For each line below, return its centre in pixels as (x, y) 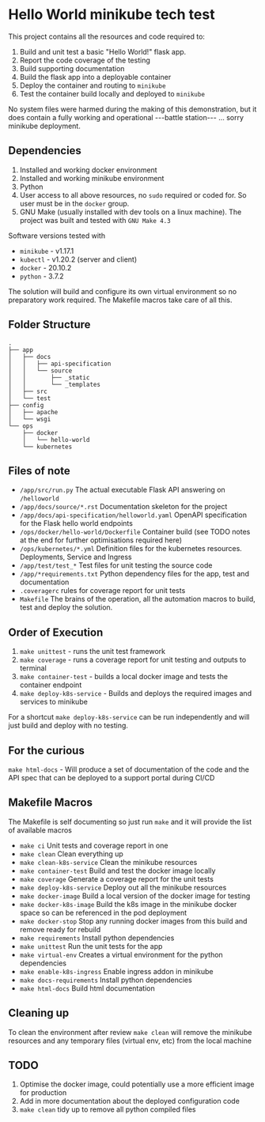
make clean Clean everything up (72, 854)
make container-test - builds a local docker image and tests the (123, 677)
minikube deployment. (44, 126)
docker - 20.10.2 (45, 267)
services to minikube (54, 702)
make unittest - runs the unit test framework (93, 652)
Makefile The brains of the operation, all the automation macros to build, (137, 599)
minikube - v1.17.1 (47, 251)
